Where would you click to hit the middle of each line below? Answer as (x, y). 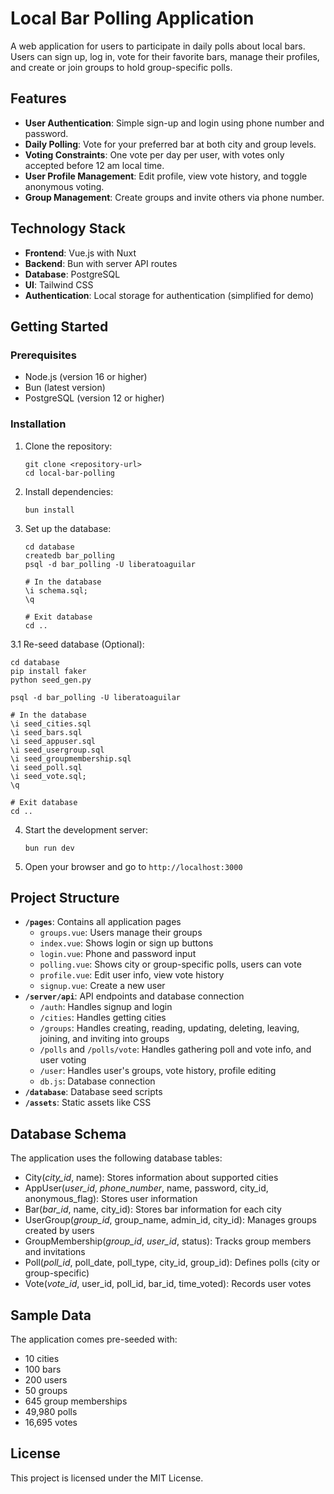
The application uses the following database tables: (116, 1158)
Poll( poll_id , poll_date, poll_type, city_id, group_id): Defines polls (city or (172, 1263)
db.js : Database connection (97, 1081)
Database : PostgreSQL (72, 274)
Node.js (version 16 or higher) (86, 377)
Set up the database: (68, 528)
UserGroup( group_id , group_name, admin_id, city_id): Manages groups (170, 1220)
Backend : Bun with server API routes (101, 263)
